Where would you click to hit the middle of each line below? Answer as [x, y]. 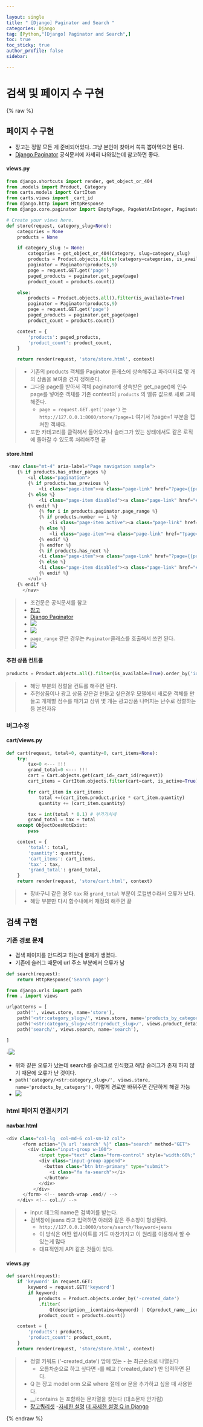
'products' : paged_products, [65, 337]
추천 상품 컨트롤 [25, 660]
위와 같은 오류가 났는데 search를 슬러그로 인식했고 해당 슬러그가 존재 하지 [101, 1065]
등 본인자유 [43, 708]
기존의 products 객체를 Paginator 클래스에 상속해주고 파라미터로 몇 [109, 371]
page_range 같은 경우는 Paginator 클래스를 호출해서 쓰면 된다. [102, 638]
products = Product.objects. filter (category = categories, [101, 259]
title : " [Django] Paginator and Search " [60, 23]
